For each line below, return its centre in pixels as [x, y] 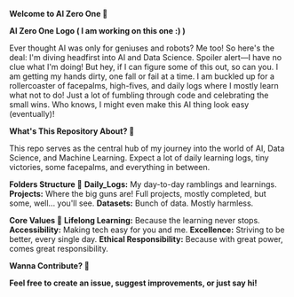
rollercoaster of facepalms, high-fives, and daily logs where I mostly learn [144, 86]
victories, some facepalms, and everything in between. [110, 167]
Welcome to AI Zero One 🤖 [59, 14]
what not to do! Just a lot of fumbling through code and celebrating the [139, 95]
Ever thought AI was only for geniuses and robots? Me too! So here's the [142, 48]
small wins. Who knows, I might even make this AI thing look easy [129, 105]
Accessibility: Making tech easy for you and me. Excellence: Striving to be [147, 230]
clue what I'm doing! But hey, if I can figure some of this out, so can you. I [143, 67]
